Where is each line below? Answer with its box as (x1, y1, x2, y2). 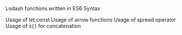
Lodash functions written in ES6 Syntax (5, 5, 101, 12)
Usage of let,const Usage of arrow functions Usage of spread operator (5, 16, 176, 23)
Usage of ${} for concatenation (5, 23, 81, 29)
